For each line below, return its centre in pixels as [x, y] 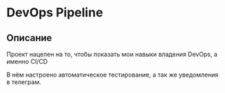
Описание [29, 38]
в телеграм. [24, 82]
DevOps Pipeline [55, 13]
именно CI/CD [27, 62]
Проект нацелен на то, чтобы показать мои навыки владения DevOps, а [112, 54]
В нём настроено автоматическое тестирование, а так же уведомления [112, 75]
